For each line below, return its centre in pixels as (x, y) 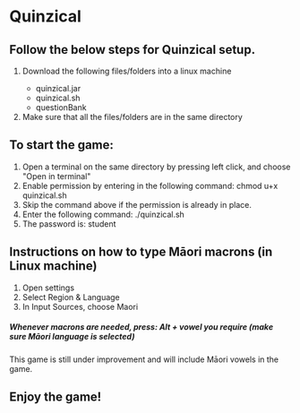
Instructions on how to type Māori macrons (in (141, 252)
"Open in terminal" (56, 176)
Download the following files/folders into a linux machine (127, 71)
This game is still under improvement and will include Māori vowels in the (144, 359)
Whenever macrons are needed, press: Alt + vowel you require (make (141, 327)
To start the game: (62, 145)
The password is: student (69, 224)
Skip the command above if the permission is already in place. (137, 204)
